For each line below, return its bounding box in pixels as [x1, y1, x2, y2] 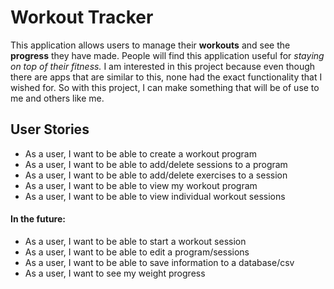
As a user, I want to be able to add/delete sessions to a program [24, 158, 288, 170]
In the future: [10, 213, 66, 225]
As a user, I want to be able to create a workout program [24, 147, 257, 160]
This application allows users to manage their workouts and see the [10, 39, 291, 51]
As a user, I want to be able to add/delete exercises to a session [24, 169, 288, 181]
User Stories [10, 121, 90, 138]
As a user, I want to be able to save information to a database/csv [24, 256, 295, 268]
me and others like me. [10, 92, 105, 104]
